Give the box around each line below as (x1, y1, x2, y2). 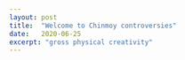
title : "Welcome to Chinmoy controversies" (9, 21, 177, 30)
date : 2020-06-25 (9, 29, 82, 38)
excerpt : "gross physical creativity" (9, 37, 153, 47)
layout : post (9, 12, 58, 22)
